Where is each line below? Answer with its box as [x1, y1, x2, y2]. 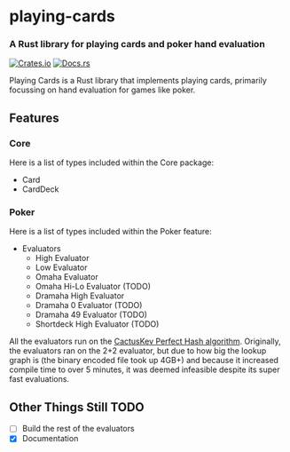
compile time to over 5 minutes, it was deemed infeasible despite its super [9, 364, 281, 375]
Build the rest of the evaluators [21, 424, 135, 434]
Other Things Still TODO [9, 400, 145, 415]
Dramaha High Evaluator [35, 290, 125, 301]
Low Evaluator [35, 262, 88, 273]
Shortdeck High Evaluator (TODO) [35, 319, 160, 329]
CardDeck [21, 184, 59, 194]
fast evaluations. [9, 374, 69, 385]
